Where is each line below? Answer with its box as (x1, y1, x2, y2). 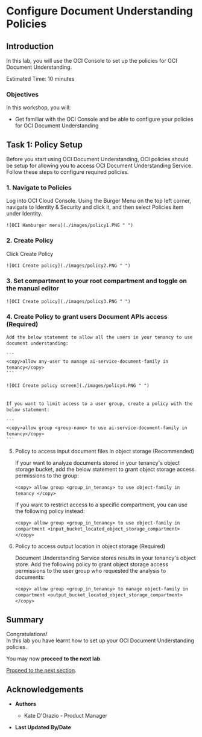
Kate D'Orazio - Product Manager (24, 712, 107, 719)
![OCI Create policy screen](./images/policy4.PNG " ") (6, 383, 150, 389)
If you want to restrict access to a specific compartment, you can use (14, 501, 188, 508)
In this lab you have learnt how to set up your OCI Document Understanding (6, 637, 195, 644)
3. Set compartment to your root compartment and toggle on (6, 276, 187, 285)
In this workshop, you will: (6, 104, 71, 111)
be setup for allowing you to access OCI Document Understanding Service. (6, 162, 193, 170)
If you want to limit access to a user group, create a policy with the (6, 401, 193, 407)
